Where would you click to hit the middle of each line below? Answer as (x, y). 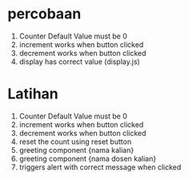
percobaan (44, 14)
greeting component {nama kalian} (76, 150)
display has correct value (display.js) (80, 62)
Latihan (33, 94)
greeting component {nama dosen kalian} (88, 158)
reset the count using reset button (75, 142)
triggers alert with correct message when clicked (100, 167)
